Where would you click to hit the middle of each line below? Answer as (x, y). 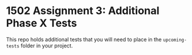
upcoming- (175, 40)
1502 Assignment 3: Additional (83, 11)
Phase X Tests (42, 23)
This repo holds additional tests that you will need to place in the (84, 39)
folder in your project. (47, 46)
